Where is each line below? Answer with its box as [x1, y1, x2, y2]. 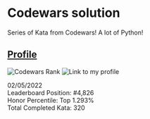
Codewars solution [7, 5, 120, 21]
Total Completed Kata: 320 [7, 104, 86, 112]
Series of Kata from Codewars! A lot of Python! [7, 28, 144, 37]
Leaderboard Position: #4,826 [7, 88, 94, 96]
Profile [7, 49, 37, 61]
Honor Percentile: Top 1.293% [7, 96, 94, 104]
